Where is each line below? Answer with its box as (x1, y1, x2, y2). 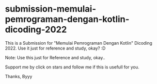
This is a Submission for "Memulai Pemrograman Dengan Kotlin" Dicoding (5, 40, 153, 46)
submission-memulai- (5, 3, 96, 15)
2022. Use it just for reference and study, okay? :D (5, 45, 106, 51)
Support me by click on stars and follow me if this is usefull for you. (5, 64, 140, 70)
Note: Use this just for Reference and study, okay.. (5, 54, 106, 60)
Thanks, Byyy (5, 73, 32, 79)
